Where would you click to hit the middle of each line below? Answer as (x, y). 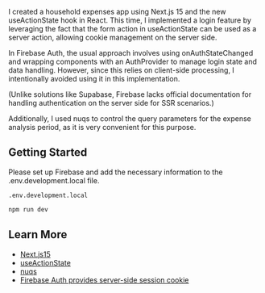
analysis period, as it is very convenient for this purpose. (102, 127)
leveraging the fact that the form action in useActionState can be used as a (132, 29)
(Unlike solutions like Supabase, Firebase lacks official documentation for (130, 94)
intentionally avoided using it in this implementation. (94, 79)
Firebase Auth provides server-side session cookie (104, 280)
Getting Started (48, 153)
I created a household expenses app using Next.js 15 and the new (117, 12)
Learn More (38, 234)
